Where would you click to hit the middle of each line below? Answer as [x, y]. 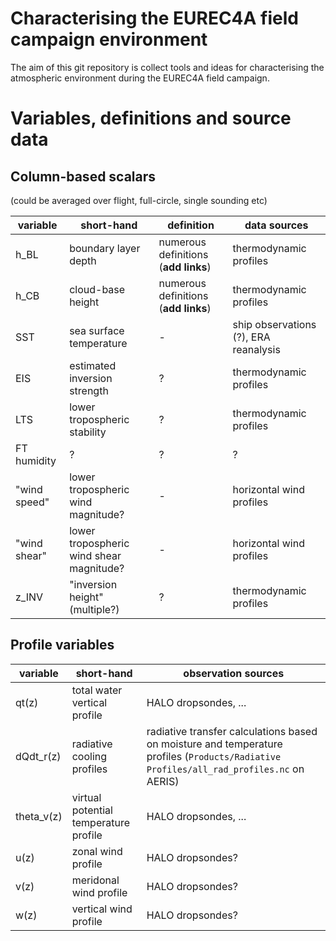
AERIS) [163, 781]
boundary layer [105, 248]
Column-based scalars [83, 176]
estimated [93, 365]
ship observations [274, 324]
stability [88, 432]
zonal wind [97, 851]
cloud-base [97, 289]
